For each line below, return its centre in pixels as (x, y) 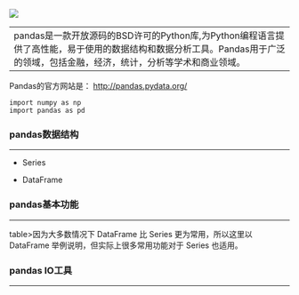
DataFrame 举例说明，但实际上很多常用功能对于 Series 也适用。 (126, 245)
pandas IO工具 (41, 270)
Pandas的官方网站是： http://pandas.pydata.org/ (98, 86)
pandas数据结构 (44, 134)
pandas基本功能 (44, 204)
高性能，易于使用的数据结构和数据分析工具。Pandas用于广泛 (158, 49)
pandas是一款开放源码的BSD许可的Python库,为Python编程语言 (145, 36)
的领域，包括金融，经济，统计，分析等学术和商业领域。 (130, 62)
